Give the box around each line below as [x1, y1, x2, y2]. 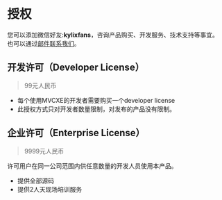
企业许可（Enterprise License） [7, 127, 146, 139]
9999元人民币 [24, 147, 65, 155]
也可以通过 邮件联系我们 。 [7, 39, 80, 47]
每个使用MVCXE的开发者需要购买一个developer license [17, 96, 176, 104]
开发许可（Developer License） [7, 62, 144, 74]
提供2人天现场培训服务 [17, 185, 83, 193]
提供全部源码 [17, 176, 54, 185]
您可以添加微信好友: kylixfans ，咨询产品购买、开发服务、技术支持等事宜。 [7, 31, 219, 39]
